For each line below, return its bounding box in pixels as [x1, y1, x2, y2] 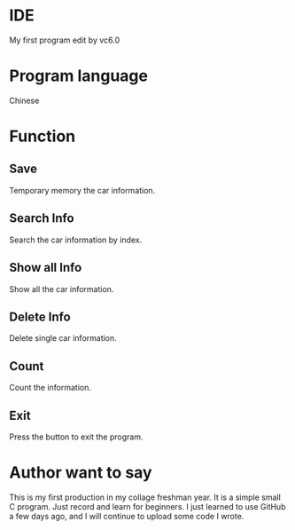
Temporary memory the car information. [9, 185, 156, 195]
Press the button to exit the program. [9, 431, 144, 442]
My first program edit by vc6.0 [9, 35, 120, 45]
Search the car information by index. [9, 234, 143, 245]
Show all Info [9, 260, 82, 275]
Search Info [9, 210, 74, 226]
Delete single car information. [9, 333, 117, 344]
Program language [9, 66, 149, 86]
